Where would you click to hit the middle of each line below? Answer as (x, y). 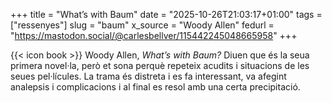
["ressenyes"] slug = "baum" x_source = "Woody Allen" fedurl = (142, 25)
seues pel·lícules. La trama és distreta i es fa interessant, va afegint (148, 76)
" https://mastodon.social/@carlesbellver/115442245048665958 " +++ (154, 35)
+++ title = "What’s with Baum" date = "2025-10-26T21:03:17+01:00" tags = (166, 14)
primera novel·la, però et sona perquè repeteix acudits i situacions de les (160, 65)
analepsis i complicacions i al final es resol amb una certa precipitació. (155, 87)
